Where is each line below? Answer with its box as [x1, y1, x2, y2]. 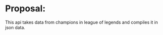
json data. [5, 24, 26, 30]
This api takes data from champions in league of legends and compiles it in [5, 19, 159, 25]
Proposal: [5, 3, 46, 14]
